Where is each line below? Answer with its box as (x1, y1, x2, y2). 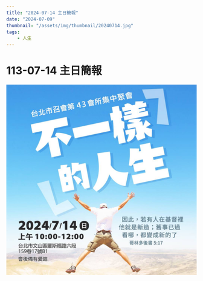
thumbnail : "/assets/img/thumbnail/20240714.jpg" (6, 22, 134, 28)
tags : (6, 29, 20, 35)
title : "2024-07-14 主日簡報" (6, 10, 79, 16)
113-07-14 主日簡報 (6, 64, 102, 78)
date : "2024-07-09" (6, 16, 56, 22)
